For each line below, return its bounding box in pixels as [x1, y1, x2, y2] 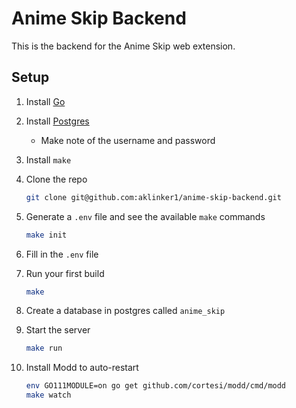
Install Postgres [25, 115, 90, 127]
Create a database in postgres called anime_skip [25, 305, 226, 317]
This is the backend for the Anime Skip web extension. [11, 40, 236, 52]
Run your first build [25, 267, 105, 279]
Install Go [25, 95, 66, 107]
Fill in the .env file [25, 248, 99, 260]
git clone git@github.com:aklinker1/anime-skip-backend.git [25, 192, 282, 202]
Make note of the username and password [40, 134, 216, 146]
